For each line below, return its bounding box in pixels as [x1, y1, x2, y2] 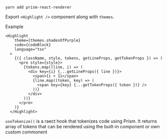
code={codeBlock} [14, 42, 51, 47]
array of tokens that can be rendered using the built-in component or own [5, 124, 160, 129]
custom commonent [5, 129, 47, 135]
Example [5, 23, 24, 30]
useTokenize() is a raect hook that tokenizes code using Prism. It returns [5, 118, 157, 124]
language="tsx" [14, 47, 47, 52]
